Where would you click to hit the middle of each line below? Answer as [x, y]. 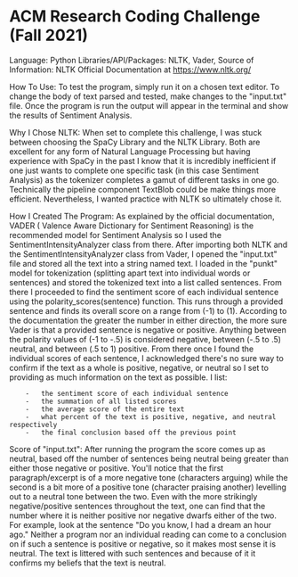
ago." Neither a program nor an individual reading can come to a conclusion [148, 534]
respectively [33, 425]
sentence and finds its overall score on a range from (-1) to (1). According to [148, 310]
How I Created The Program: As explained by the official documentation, [142, 216]
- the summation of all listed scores [101, 401]
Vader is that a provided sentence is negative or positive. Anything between [148, 330]
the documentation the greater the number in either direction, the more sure [148, 320]
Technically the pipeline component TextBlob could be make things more [143, 189]
